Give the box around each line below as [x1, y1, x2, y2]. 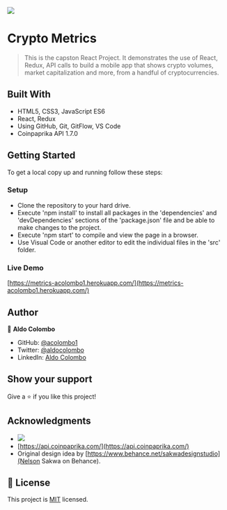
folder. [17, 245, 36, 254]
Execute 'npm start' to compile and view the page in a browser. [17, 231, 198, 239]
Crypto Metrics [7, 31, 97, 47]
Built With [7, 88, 51, 100]
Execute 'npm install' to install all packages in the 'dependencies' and [17, 208, 217, 217]
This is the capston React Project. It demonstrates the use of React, [24, 53, 218, 62]
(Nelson [17, 456, 40, 465]
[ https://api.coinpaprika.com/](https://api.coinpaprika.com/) [17, 442, 189, 450]
